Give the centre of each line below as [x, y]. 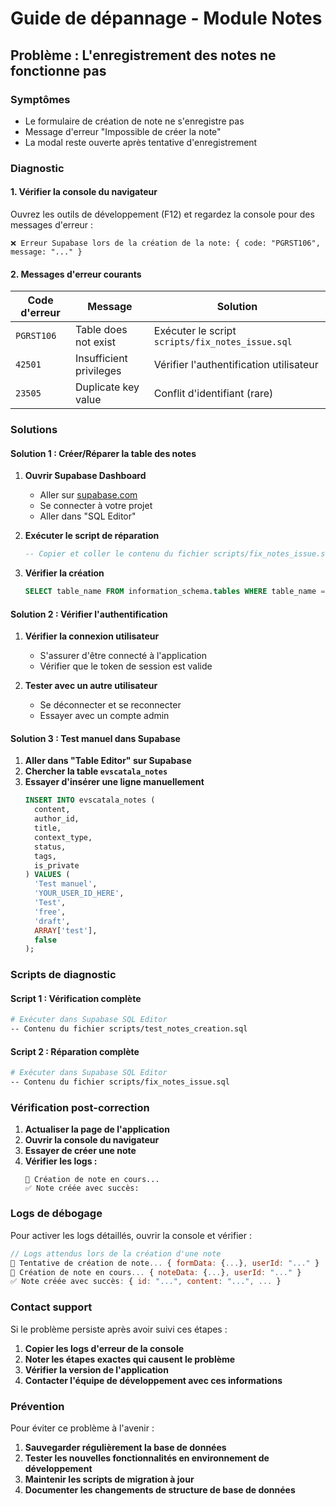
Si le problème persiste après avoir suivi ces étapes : [119, 1329]
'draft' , [52, 921]
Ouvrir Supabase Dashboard [85, 476]
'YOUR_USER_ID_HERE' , [79, 893]
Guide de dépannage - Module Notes [166, 18]
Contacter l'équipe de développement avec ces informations [153, 1380]
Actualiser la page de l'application [97, 1129]
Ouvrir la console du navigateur [92, 1140]
